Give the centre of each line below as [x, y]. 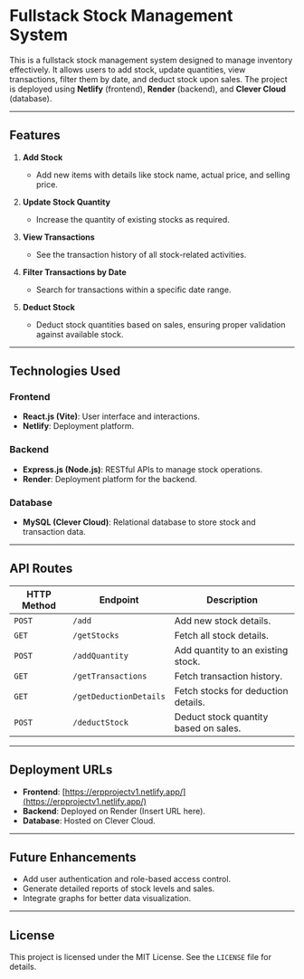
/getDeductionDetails [119, 696]
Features [35, 135]
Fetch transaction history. [228, 676]
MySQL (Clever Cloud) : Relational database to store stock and [139, 522]
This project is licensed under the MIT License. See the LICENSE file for [140, 957]
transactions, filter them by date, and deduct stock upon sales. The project [148, 79]
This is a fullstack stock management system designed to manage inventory [151, 60]
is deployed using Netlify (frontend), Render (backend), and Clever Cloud [148, 89]
